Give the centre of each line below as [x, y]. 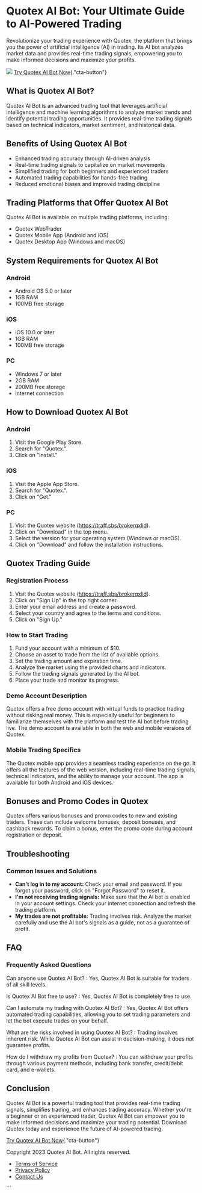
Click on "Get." [33, 497]
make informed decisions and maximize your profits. [71, 60]
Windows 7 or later [38, 374]
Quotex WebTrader [38, 229]
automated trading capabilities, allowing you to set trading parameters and [98, 1014]
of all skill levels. [26, 984]
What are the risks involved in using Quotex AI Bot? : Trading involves [92, 1032]
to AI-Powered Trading [64, 24]
